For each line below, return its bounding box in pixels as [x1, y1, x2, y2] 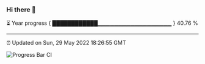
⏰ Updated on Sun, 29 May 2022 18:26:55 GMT [6, 39, 126, 46]
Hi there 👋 [6, 5, 37, 14]
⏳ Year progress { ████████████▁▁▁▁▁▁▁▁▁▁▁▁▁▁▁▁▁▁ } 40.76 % [6, 19, 198, 27]
